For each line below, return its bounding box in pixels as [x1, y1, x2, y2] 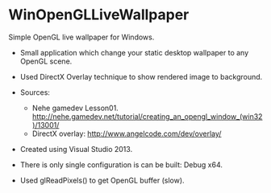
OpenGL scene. [19, 56, 73, 66]
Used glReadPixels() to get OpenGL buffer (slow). [19, 175, 185, 185]
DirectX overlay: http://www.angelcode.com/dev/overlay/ [31, 129, 222, 138]
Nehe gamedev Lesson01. [31, 103, 119, 113]
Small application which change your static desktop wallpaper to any [19, 47, 249, 57]
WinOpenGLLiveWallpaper [8, 6, 190, 24]
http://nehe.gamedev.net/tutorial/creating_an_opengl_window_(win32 [31, 111, 263, 121]
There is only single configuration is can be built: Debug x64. [19, 159, 223, 170]
